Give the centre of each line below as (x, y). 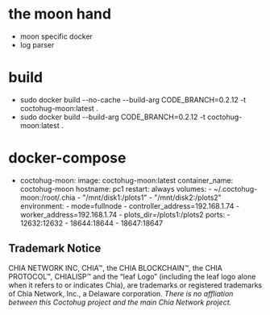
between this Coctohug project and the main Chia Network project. (120, 302)
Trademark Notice (55, 249)
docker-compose (67, 158)
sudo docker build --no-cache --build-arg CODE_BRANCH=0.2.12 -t (133, 99)
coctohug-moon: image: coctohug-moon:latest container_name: (127, 180)
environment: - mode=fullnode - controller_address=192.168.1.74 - (130, 205)
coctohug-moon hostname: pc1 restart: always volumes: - (116, 189)
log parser (37, 44)
